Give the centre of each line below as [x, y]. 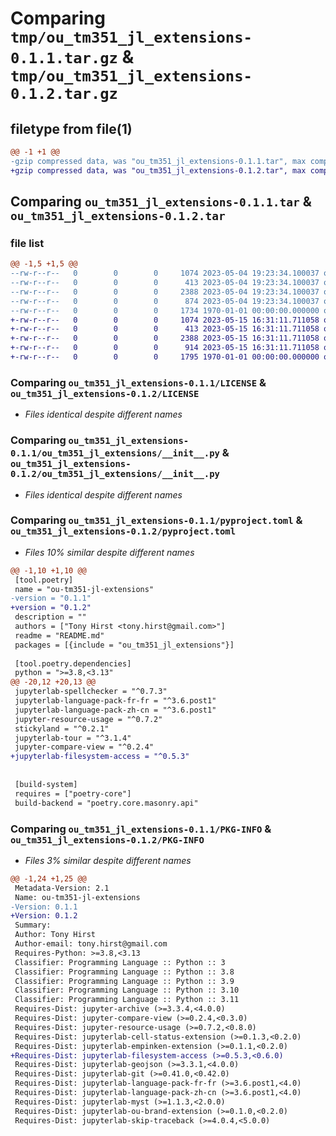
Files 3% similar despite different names [108, 860]
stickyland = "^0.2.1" [62, 728]
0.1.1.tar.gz [64, 58]
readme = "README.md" [59, 635]
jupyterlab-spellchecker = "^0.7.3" [91, 692]
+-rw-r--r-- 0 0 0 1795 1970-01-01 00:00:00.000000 [165, 357]
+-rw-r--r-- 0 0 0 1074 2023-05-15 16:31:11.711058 [165, 320]
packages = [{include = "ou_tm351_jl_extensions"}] [124, 645]
